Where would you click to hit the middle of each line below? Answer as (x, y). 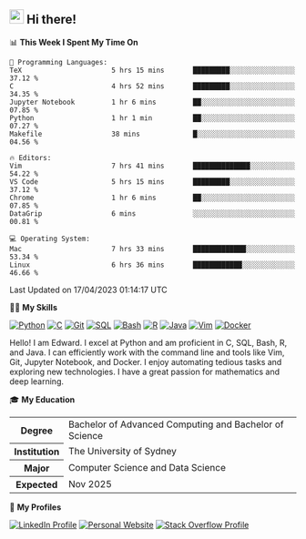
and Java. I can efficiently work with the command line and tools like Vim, (147, 352)
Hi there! (51, 20)
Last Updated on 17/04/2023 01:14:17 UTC (89, 290)
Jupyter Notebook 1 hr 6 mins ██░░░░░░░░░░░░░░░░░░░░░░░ (153, 102)
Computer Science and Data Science (147, 468)
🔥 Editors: (31, 158)
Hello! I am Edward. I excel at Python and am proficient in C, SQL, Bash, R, (148, 342)
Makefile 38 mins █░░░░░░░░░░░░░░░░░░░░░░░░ (153, 134)
